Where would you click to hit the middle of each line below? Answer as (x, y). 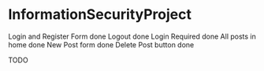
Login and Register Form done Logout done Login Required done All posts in (132, 36)
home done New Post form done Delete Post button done (101, 44)
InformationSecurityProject (100, 15)
